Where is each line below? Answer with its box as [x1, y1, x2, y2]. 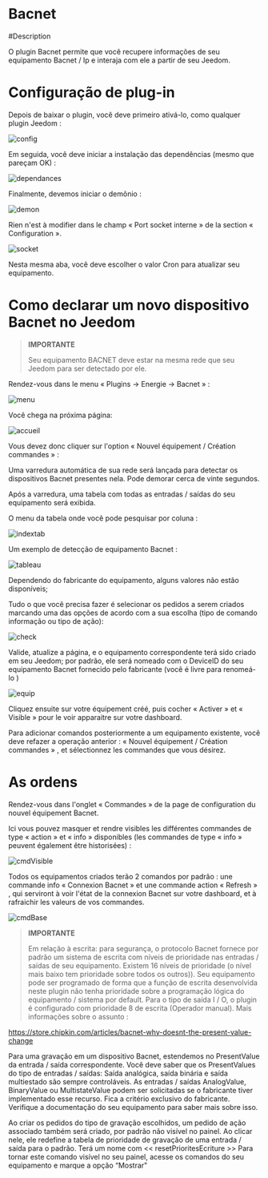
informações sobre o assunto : [27, 1011, 129, 1021]
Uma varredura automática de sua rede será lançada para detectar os [8, 465, 238, 475]
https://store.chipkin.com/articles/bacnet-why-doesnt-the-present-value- [8, 1027, 252, 1037]
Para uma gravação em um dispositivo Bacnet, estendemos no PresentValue [8, 1051, 260, 1061]
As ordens [8, 774, 78, 791]
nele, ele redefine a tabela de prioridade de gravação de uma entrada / [8, 1135, 242, 1144]
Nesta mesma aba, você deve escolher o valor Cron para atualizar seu [8, 259, 240, 269]
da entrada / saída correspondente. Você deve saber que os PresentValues [8, 1059, 256, 1069]
